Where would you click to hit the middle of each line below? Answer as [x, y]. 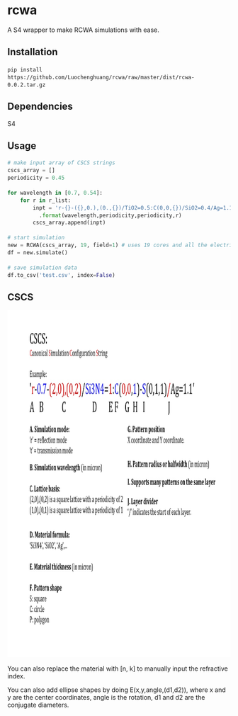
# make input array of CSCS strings [61, 163]
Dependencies [40, 107]
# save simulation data [42, 268]
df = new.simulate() [38, 252]
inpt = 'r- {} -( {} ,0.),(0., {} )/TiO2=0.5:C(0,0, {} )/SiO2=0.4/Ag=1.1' [134, 208]
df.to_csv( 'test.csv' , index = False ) [61, 275]
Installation [33, 52]
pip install [25, 69]
